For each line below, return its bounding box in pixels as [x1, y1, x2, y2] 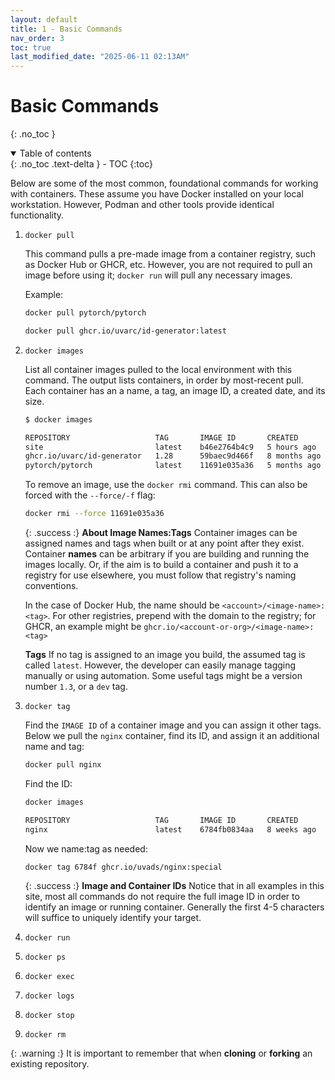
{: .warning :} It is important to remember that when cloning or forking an [10, 1047, 313, 1060]
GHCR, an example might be [24, 621, 142, 633]
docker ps [24, 952, 67, 963]
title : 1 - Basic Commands [10, 24, 123, 34]
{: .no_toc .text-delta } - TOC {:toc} [10, 158, 153, 170]
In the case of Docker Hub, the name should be [24, 599, 220, 611]
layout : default [10, 14, 78, 25]
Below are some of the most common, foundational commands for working [10, 177, 319, 190]
